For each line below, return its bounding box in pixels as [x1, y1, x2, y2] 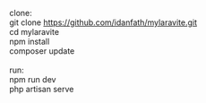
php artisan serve [9, 84, 74, 94]
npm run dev [9, 74, 56, 84]
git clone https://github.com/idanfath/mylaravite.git [9, 17, 198, 28]
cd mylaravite [9, 27, 60, 37]
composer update [9, 46, 75, 56]
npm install [9, 36, 50, 47]
